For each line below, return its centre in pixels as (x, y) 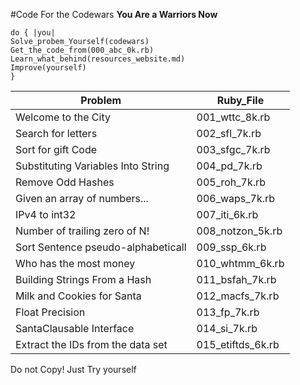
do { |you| (33, 33)
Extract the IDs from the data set (91, 344)
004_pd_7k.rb (229, 166)
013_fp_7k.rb (228, 312)
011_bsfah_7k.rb (236, 279)
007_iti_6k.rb (227, 214)
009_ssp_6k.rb (231, 247)
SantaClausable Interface (75, 328)
